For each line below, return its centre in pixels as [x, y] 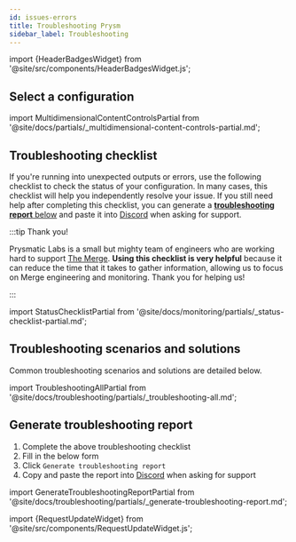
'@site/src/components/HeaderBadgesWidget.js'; [100, 68]
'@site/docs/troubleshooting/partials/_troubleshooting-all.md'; [123, 397]
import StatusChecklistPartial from [72, 311]
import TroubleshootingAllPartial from [78, 387]
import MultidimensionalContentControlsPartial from [104, 118]
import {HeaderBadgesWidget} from [75, 60]
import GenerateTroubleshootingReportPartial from [102, 492]
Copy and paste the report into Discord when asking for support [139, 474]
